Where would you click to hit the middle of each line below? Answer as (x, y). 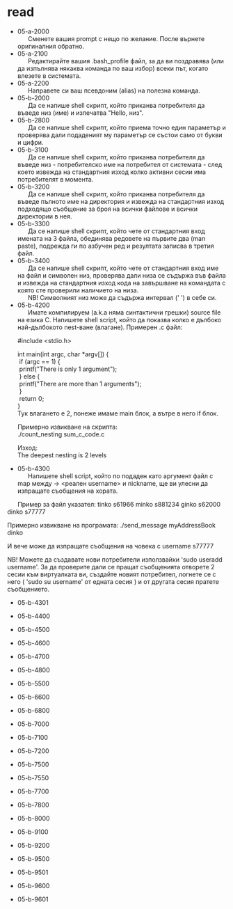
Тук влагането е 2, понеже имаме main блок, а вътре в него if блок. (118, 413)
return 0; (32, 398)
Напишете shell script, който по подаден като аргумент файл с (120, 476)
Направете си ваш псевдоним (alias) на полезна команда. (114, 90)
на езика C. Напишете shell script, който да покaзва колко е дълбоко (119, 319)
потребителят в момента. (55, 179)
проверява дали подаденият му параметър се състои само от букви (120, 135)
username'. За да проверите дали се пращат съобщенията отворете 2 (111, 567)
